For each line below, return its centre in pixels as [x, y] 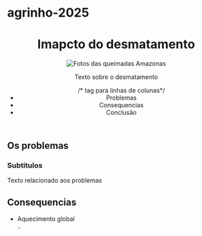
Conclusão [121, 113]
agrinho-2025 [48, 13]
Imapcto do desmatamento [116, 45]
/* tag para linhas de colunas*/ [121, 91]
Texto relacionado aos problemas [55, 181]
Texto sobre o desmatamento [116, 77]
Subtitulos [25, 165]
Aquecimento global [46, 219]
